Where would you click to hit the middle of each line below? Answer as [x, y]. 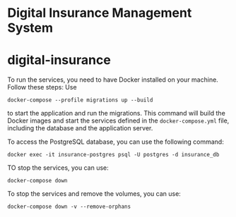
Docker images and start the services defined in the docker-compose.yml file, [118, 120]
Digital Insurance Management [100, 13]
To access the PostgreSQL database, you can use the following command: [116, 142]
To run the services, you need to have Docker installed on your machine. [113, 80]
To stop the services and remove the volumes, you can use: [94, 194]
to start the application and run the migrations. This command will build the [117, 113]
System [30, 28]
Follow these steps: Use [42, 87]
